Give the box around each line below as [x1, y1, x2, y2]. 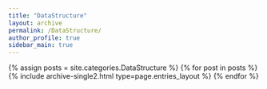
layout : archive [8, 19, 62, 27]
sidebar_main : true [8, 41, 74, 49]
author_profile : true [8, 33, 81, 42]
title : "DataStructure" [8, 11, 88, 20]
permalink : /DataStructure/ [8, 26, 102, 34]
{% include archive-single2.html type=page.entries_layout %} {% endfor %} [8, 72, 260, 81]
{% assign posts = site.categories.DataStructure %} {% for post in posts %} [8, 63, 258, 72]
